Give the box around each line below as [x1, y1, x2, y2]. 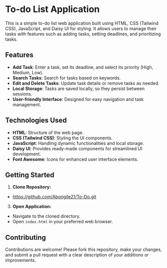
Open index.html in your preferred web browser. [12, 219, 113, 225]
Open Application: [12, 204, 52, 210]
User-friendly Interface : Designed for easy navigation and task [12, 96, 144, 102]
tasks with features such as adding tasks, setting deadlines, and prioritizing [5, 31, 161, 37]
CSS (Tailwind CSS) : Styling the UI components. [12, 135, 113, 141]
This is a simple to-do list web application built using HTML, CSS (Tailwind [5, 20, 159, 26]
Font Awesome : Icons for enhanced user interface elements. [12, 156, 139, 162]
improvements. [5, 257, 36, 263]
